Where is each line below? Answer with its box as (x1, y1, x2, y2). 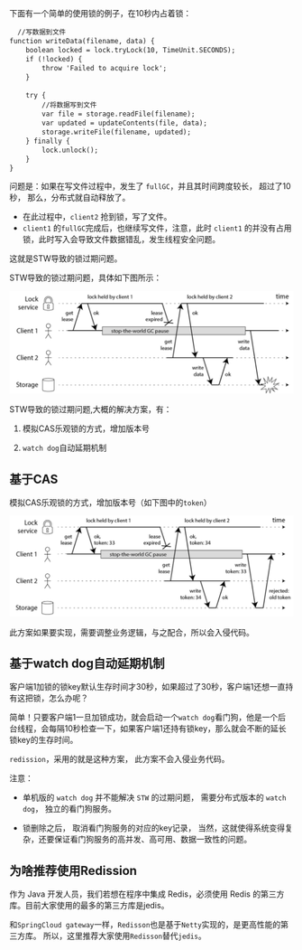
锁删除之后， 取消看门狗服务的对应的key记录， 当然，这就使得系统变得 (22, 823, 286, 833)
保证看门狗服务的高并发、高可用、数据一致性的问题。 (53, 834, 252, 845)
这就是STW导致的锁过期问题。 (9, 253, 123, 264)
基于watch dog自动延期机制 (9, 655, 165, 671)
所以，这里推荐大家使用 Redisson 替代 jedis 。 (42, 930, 207, 942)
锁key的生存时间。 (9, 735, 78, 746)
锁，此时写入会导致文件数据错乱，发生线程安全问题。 (22, 234, 221, 244)
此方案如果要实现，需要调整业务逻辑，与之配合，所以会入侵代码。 (9, 626, 254, 637)
